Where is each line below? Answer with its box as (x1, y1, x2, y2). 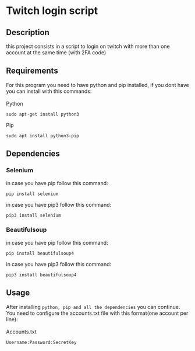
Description (6, 27, 49, 37)
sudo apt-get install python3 (6, 111, 80, 117)
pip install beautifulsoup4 (6, 250, 75, 256)
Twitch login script (6, 4, 98, 18)
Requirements (6, 66, 58, 76)
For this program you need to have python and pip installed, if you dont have (6, 81, 189, 88)
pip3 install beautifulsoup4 (6, 272, 77, 278)
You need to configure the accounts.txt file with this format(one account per (6, 310, 189, 317)
